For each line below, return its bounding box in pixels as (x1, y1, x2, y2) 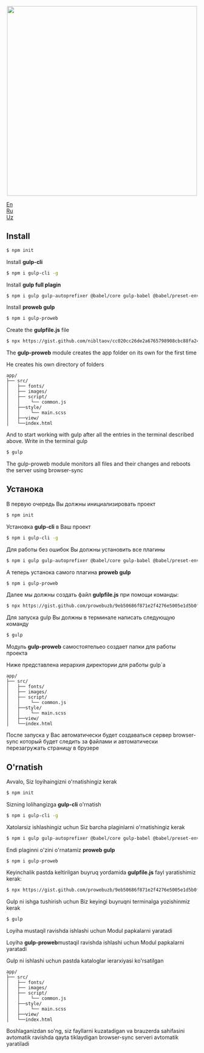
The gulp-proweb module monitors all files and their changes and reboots (6, 460, 191, 467)
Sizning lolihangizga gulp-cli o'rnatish (6, 801, 101, 808)
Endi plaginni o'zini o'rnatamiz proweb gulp (6, 846, 115, 853)
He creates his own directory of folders (6, 361, 104, 368)
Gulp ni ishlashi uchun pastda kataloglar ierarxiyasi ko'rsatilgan (6, 957, 164, 964)
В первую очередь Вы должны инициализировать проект (6, 500, 156, 507)
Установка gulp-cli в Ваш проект (6, 523, 91, 530)
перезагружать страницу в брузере (6, 744, 99, 752)
